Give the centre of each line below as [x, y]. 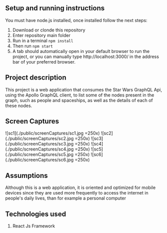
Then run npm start [33, 46]
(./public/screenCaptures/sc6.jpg [39, 160]
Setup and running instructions [55, 8]
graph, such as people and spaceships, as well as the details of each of [79, 100]
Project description [36, 78]
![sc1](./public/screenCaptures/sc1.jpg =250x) [53, 133]
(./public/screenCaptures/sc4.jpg [40, 149]
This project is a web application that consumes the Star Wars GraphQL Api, [84, 89]
